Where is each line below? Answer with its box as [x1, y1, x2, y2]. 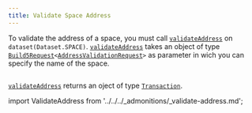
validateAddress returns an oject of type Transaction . [8, 81, 183, 90]
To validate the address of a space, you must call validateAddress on [8, 33, 233, 43]
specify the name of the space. [8, 58, 110, 68]
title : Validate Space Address [8, 11, 111, 20]
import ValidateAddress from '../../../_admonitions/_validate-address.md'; [8, 96, 243, 105]
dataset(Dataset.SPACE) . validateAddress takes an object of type [8, 41, 220, 51]
